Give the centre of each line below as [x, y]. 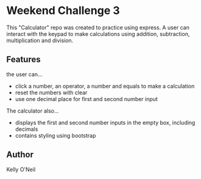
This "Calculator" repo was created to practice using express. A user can [98, 27]
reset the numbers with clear [51, 93]
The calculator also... [33, 111]
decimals [26, 129]
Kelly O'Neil [21, 169]
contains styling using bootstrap [55, 135]
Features [23, 59]
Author [20, 155]
